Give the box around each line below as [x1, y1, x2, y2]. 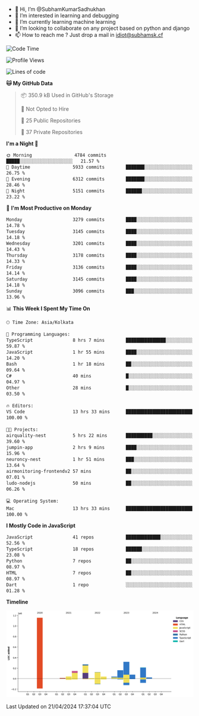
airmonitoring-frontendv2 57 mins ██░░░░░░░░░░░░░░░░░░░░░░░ [6, 468, 193, 474]
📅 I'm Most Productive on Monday [6, 204, 92, 211]
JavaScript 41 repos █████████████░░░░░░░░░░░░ [6, 534, 193, 540]
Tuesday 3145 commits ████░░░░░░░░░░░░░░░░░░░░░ [6, 229, 193, 235]
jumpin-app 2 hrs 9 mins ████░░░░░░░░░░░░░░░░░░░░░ [6, 444, 193, 450]
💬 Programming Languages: [6, 331, 70, 337]
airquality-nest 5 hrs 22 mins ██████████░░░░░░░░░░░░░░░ [6, 432, 193, 438]
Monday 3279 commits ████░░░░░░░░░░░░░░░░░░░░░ [6, 217, 193, 223]
